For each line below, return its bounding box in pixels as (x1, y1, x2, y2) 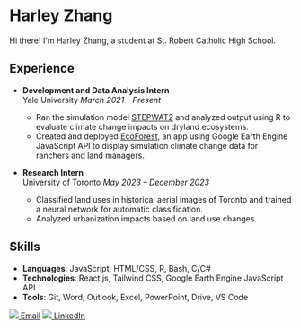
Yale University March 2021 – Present (22, 94, 162, 105)
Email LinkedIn (20, 310, 85, 321)
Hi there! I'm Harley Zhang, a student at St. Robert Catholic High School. (9, 35, 277, 46)
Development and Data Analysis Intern (22, 84, 170, 95)
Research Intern (22, 167, 84, 177)
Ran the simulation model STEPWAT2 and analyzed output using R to (35, 111, 291, 122)
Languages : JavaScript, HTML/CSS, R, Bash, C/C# (22, 263, 211, 273)
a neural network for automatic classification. (35, 203, 204, 214)
